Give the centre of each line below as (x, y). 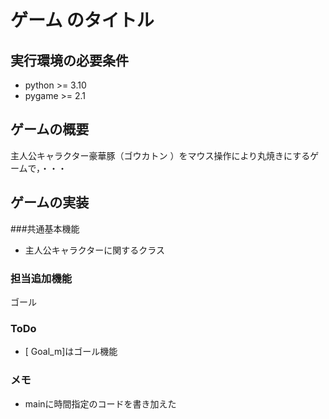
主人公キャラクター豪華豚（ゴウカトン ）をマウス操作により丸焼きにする (160, 155)
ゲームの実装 (50, 202)
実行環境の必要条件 (69, 60)
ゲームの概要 (50, 129)
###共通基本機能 (45, 228)
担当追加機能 (41, 278)
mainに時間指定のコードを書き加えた (100, 403)
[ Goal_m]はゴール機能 (71, 352)
